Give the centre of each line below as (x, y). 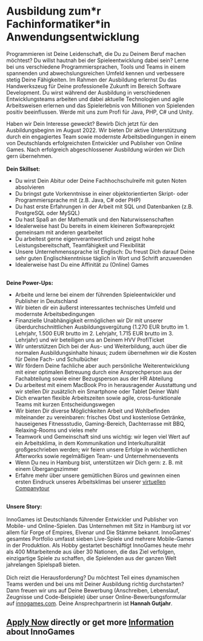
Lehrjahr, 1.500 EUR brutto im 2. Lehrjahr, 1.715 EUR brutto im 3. (94, 333)
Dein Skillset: (23, 169)
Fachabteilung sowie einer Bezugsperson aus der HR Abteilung (94, 379)
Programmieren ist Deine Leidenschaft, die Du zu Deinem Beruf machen (96, 53)
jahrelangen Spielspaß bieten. (43, 564)
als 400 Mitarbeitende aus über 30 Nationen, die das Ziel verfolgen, (91, 552)
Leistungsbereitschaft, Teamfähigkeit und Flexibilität (80, 245)
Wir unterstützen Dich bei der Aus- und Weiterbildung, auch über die (101, 346)
